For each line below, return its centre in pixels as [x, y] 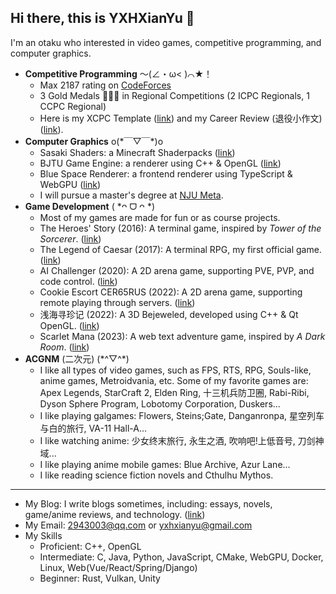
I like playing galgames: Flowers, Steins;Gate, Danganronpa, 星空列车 [182, 415]
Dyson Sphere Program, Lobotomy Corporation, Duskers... [160, 403]
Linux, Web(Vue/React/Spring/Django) [118, 567]
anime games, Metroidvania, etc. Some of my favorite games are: [174, 380]
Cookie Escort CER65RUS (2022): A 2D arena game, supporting [171, 292]
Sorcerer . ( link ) [70, 238]
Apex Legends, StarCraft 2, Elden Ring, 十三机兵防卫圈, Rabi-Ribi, [174, 392]
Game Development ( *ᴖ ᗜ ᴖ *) [90, 206]
